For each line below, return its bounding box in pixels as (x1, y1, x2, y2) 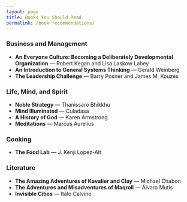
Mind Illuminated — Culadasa (14, 107, 89, 114)
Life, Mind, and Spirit (6, 88, 68, 96)
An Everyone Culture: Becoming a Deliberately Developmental (14, 53, 173, 61)
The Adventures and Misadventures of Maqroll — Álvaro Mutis (14, 183, 173, 191)
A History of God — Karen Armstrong (14, 113, 108, 120)
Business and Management (6, 40, 88, 48)
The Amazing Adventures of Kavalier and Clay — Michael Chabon (14, 177, 181, 185)
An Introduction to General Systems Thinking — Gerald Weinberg (14, 66, 180, 73)
